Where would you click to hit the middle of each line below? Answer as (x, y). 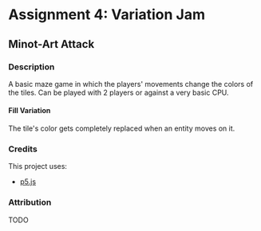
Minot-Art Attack (51, 44)
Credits (23, 149)
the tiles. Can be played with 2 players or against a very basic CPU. (119, 92)
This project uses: (38, 166)
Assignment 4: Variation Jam (107, 15)
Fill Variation (30, 111)
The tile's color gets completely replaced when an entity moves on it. (122, 128)
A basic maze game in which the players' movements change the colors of (131, 84)
